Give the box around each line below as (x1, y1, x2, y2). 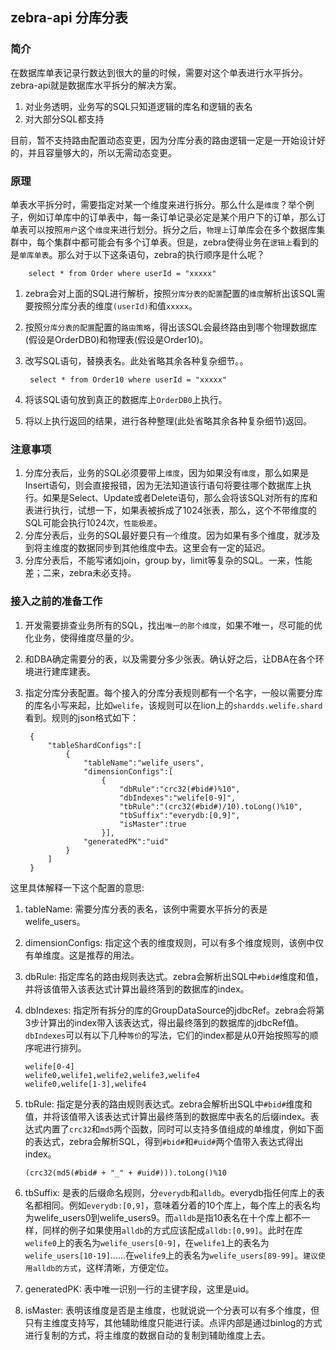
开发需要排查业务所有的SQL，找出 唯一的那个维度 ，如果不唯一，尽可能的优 (24, 619, 323, 631)
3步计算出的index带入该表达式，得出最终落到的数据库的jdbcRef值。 (24, 1016, 304, 1028)
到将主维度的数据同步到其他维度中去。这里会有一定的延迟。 (24, 542, 271, 554)
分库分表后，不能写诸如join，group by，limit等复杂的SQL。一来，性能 (24, 554, 313, 567)
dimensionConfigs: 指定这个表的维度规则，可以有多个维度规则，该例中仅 (24, 936, 325, 948)
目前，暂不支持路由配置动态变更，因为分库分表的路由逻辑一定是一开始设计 (10, 134, 317, 146)
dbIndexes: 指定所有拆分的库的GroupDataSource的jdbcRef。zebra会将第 (24, 1004, 325, 1016)
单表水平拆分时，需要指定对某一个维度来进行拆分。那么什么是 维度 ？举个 (10, 198, 306, 210)
